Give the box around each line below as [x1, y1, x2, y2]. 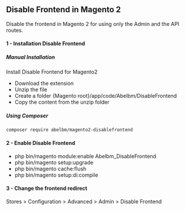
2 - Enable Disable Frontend [6, 139, 75, 146]
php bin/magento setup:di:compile [14, 171, 98, 179]
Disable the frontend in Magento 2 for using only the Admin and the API [6, 20, 180, 27]
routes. [6, 27, 24, 34]
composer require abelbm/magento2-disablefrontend [6, 127, 133, 133]
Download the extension [14, 80, 74, 87]
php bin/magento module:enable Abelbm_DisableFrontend [14, 153, 157, 160]
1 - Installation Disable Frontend [6, 40, 85, 47]
